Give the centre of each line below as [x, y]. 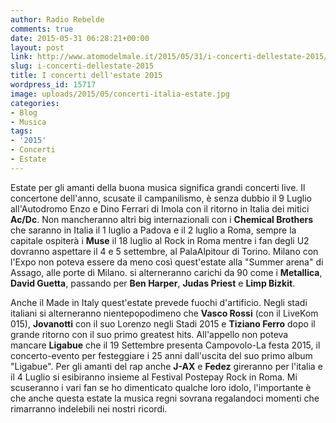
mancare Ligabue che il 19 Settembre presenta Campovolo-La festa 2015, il [165, 345]
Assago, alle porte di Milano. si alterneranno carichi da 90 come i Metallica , [166, 272]
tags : [21, 131]
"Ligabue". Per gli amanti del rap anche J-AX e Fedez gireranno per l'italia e [166, 366]
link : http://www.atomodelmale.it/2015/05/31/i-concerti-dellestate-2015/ [169, 57]
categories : [35, 103]
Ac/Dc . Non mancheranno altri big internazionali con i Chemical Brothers [162, 219]
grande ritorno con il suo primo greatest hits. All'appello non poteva [149, 334]
